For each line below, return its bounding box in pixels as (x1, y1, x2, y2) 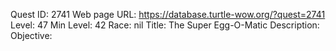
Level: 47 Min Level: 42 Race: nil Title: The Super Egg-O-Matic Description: (10, 19, 320, 31)
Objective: (10, 30, 53, 41)
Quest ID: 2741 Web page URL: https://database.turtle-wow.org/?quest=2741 (10, 9, 326, 20)
